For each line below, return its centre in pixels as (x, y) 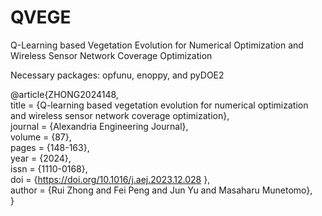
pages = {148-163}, (50, 147)
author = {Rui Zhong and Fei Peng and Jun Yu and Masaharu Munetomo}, (161, 190)
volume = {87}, (41, 137)
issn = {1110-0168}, (49, 168)
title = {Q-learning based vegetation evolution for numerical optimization (159, 105)
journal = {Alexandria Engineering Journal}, (99, 126)
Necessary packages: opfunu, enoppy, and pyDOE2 (117, 75)
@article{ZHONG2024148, (64, 94)
